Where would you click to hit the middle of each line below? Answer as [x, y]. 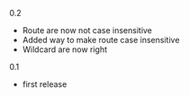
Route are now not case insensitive [87, 30]
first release [45, 84]
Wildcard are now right [65, 49]
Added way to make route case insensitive [101, 40]
